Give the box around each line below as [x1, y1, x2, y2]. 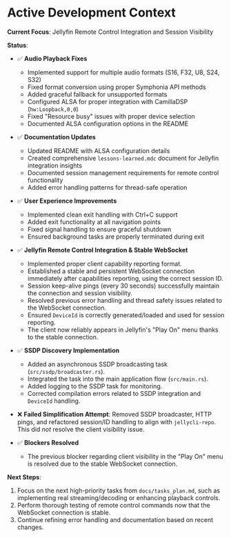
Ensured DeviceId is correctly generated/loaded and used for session [27, 310, 225, 319]
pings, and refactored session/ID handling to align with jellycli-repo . [17, 417, 216, 426]
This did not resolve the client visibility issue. [17, 425, 145, 433]
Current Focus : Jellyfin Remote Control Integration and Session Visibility [7, 28, 214, 36]
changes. [17, 523, 44, 531]
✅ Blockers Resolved [17, 438, 79, 446]
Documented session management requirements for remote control [27, 168, 219, 177]
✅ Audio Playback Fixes [17, 54, 88, 63]
